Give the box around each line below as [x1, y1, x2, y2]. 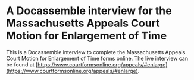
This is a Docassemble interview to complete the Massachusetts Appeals [6, 48, 186, 55]
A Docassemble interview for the [6, 4, 172, 18]
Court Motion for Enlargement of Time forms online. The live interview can [6, 55, 189, 62]
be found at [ [6, 61, 38, 68]
